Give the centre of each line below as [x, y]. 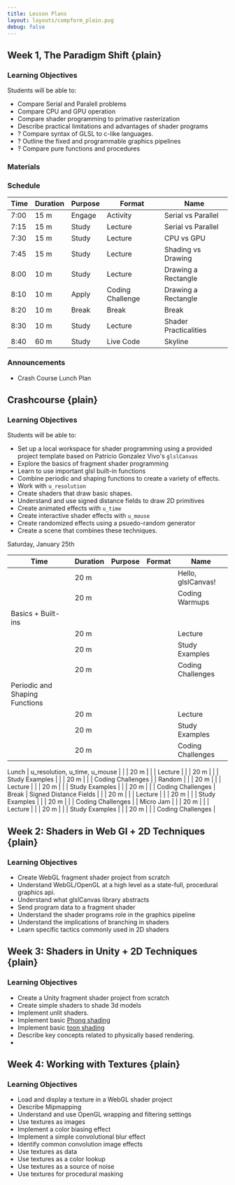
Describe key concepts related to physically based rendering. [106, 1035]
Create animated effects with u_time [69, 508]
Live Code [123, 342]
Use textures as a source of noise [66, 1167]
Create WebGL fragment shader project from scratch [93, 877]
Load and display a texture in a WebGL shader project [95, 1100]
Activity [119, 216]
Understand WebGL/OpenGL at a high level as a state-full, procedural [117, 884]
